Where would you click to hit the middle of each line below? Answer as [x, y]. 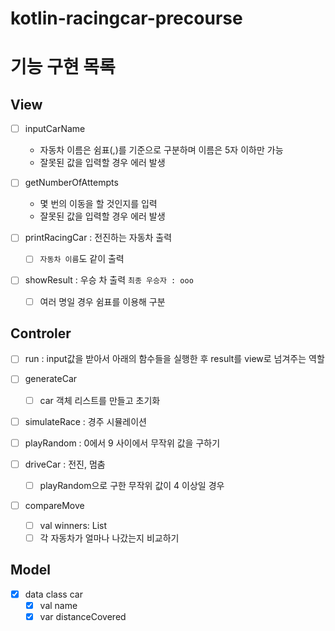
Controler [41, 333]
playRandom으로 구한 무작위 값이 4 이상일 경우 [132, 485]
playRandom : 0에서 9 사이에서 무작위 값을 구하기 [122, 443]
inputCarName [55, 129]
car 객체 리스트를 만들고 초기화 [100, 400]
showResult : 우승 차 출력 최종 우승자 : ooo [109, 280]
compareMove [54, 505]
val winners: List [73, 525]
